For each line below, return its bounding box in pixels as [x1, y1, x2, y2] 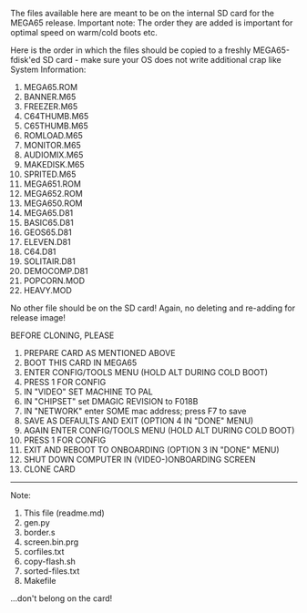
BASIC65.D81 [23, 218, 74, 228]
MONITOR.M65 [23, 140, 81, 150]
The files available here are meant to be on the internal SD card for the [10, 8, 274, 18]
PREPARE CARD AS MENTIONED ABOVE [23, 348, 176, 358]
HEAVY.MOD [23, 285, 72, 295]
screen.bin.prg [23, 536, 79, 547]
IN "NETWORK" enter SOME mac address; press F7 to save [23, 405, 247, 416]
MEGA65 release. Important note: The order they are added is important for [10, 17, 293, 28]
